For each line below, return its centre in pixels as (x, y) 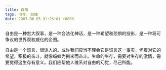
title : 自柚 (17, 10)
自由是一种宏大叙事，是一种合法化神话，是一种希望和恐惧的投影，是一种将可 (83, 34)
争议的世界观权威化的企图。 (33, 39)
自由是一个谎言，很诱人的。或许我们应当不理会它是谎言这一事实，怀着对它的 (83, 50)
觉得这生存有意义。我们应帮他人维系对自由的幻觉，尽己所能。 (72, 63)
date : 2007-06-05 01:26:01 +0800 (40, 19)
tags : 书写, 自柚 (21, 14)
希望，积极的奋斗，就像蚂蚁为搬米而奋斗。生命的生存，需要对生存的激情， (81, 56)
